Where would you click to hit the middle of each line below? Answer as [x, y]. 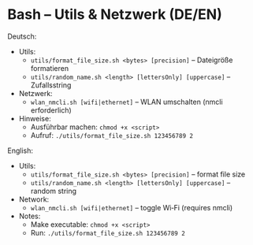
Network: [34, 199]
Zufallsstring [51, 85]
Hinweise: [35, 118]
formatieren [49, 68]
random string [53, 191]
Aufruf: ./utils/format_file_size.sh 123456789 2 [112, 135]
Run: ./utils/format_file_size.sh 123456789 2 [108, 232]
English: [20, 150]
